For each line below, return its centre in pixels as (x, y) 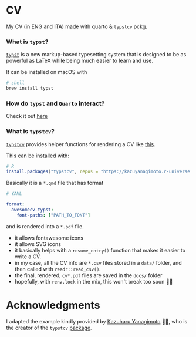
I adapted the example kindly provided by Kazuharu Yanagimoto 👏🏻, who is (97, 321)
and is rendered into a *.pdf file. (45, 226)
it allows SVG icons (38, 244)
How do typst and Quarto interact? (55, 103)
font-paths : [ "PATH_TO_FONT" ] (54, 215)
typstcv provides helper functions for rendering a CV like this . (81, 144)
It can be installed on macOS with (47, 72)
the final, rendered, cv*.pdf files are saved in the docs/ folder (88, 275)
